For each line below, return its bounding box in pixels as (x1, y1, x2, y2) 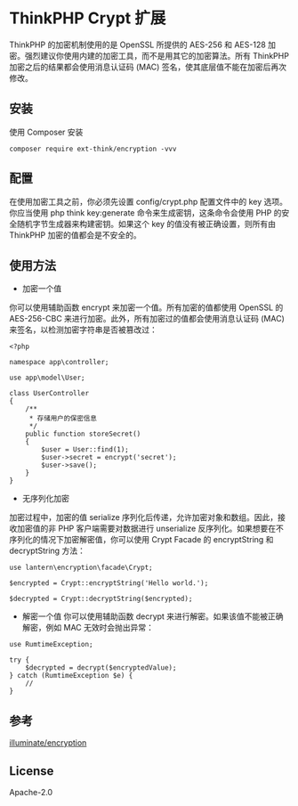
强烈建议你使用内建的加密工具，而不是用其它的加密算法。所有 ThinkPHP (24, 50, 289, 61)
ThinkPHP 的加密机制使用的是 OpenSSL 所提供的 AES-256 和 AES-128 (9, 39, 267, 50)
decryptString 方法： (9, 545, 86, 557)
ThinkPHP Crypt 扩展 (9, 8, 166, 28)
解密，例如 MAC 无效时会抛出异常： (21, 623, 154, 633)
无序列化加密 (21, 493, 69, 504)
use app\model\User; (9, 373, 86, 383)
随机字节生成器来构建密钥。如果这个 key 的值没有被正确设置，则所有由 (16, 218, 276, 229)
